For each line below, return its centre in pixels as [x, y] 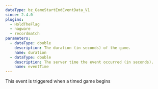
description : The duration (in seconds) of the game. [73, 48]
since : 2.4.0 [19, 15]
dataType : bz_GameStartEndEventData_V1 [48, 10]
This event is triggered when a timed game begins [58, 81]
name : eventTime [32, 67]
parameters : [18, 39]
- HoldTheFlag [25, 24]
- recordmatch [25, 34]
